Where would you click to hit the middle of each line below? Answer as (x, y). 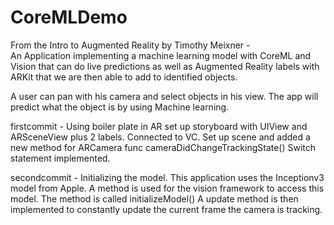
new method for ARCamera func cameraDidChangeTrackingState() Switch (163, 147)
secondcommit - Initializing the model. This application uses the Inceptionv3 (167, 177)
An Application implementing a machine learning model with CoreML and (161, 55)
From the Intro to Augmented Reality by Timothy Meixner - (130, 45)
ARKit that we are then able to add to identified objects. (124, 77)
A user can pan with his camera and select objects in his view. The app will (164, 96)
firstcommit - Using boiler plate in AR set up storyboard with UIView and (159, 126)
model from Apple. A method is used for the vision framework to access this (167, 188)
